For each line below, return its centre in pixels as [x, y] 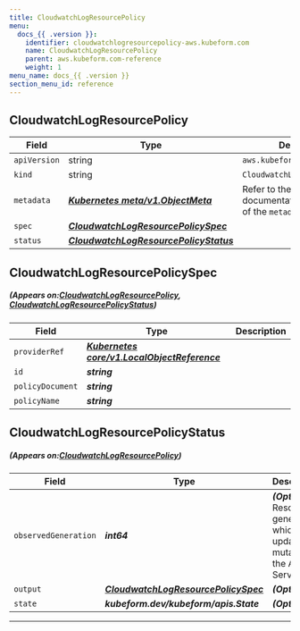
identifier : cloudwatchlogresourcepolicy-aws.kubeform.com [137, 42]
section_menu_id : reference [62, 84]
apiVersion [37, 160]
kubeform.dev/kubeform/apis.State [182, 604]
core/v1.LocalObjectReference [153, 357]
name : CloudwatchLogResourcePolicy [92, 51]
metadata [32, 201]
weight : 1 [44, 68]
